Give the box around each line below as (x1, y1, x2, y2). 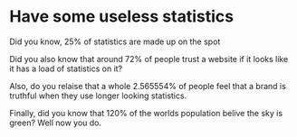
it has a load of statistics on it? (9, 63, 123, 74)
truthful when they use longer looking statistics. (9, 90, 187, 101)
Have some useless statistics (9, 6, 234, 27)
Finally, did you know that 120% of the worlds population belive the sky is (9, 107, 283, 118)
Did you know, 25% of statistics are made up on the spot (9, 36, 221, 47)
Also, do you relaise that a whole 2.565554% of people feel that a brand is (9, 80, 287, 91)
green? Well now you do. (9, 117, 102, 128)
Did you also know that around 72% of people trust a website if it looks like (9, 53, 289, 64)
